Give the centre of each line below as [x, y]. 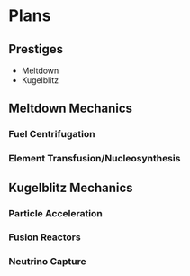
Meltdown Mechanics [70, 109]
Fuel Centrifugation [52, 134]
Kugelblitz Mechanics [71, 187]
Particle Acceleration [55, 213]
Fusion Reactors [45, 237]
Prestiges [36, 49]
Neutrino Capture [47, 262]
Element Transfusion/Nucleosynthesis [95, 159]
